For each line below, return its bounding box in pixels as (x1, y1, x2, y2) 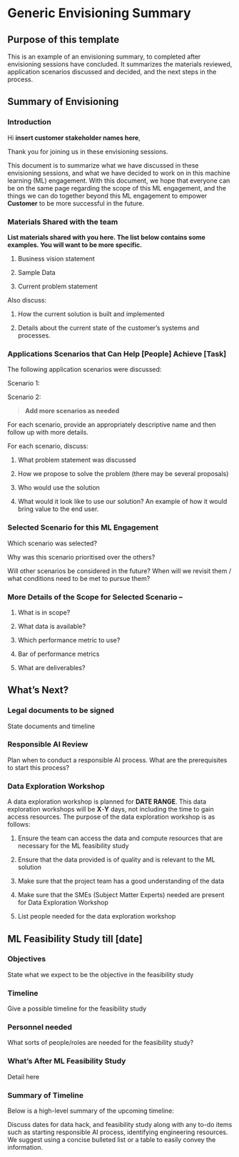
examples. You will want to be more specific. (7, 241, 143, 249)
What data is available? (17, 622, 86, 630)
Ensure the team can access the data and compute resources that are (17, 834, 223, 843)
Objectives (7, 954, 46, 964)
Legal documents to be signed (7, 705, 114, 715)
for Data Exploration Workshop (17, 898, 108, 907)
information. (7, 1143, 44, 1152)
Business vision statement (17, 254, 95, 263)
